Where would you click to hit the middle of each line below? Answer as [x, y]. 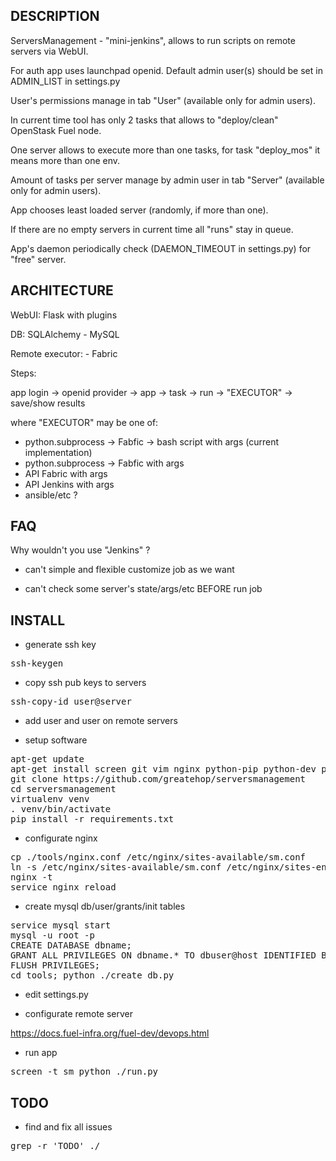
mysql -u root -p [52, 935]
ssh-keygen [37, 663]
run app [41, 1053]
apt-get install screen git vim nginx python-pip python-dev [163, 769]
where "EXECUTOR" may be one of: [84, 422]
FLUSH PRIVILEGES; [55, 965]
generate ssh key [60, 645]
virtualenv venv [50, 799]
